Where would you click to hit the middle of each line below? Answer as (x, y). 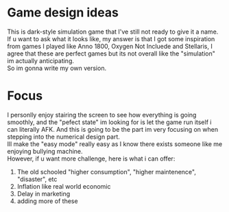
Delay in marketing (44, 193)
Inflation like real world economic (64, 186)
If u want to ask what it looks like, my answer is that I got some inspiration (111, 38)
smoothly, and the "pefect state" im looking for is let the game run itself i (109, 122)
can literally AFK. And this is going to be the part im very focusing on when (112, 129)
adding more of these (47, 201)
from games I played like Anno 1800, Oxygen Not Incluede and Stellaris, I (110, 46)
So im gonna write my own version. (57, 68)
